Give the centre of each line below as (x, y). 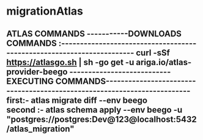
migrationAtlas (45, 11)
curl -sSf (153, 53)
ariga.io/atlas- (164, 62)
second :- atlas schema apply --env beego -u (94, 110)
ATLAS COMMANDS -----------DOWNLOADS (94, 34)
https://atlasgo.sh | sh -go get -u (70, 62)
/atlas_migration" (40, 129)
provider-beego (37, 72)
